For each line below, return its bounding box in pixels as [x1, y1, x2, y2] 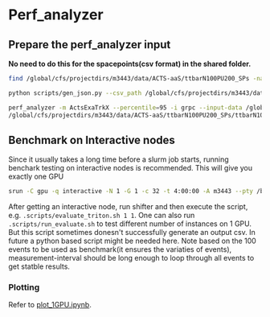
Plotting [8, 282, 40, 293]
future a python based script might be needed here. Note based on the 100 [8, 236, 257, 246]
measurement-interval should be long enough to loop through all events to [8, 253, 255, 263]
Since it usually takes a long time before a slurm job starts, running [8, 154, 229, 164]
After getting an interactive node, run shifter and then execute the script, [8, 202, 248, 212]
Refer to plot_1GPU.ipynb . [8, 300, 92, 310]
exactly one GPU [8, 171, 64, 182]
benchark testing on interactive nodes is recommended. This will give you [8, 163, 253, 173]
